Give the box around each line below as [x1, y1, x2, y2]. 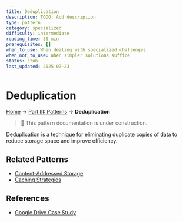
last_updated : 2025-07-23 [6, 63, 69, 69]
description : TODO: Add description [6, 14, 96, 20]
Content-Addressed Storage [14, 170, 84, 177]
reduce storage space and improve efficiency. [6, 137, 118, 144]
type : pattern [6, 19, 41, 25]
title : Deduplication [6, 8, 59, 15]
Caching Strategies [14, 176, 62, 183]
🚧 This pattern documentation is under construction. [20, 120, 148, 127]
